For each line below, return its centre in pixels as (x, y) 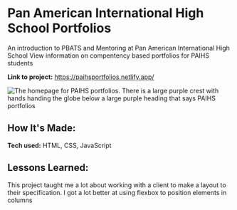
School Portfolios (59, 28)
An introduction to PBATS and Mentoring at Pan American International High (118, 48)
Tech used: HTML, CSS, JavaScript (59, 145)
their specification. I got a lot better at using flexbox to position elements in (117, 192)
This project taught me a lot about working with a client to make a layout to (117, 185)
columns (20, 200)
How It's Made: (42, 128)
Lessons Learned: (48, 168)
